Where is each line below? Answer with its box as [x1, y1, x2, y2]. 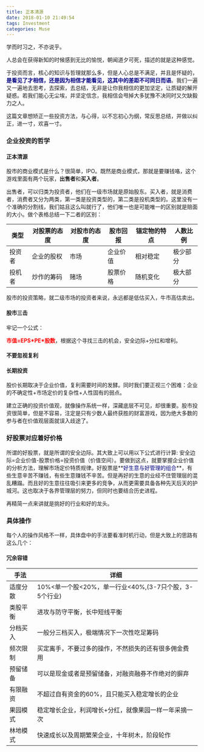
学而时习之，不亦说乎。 [6, 43, 65, 50]
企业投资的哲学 [6, 137, 50, 145]
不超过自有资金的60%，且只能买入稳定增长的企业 [36, 690, 179, 699]
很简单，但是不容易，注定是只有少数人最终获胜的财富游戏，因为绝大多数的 [11, 410, 198, 417]
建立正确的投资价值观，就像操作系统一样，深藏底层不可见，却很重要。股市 [6, 402, 192, 409]
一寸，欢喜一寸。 [22, 120, 65, 128]
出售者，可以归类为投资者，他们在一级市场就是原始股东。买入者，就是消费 [6, 188, 192, 195]
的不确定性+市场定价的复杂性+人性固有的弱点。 [6, 389, 126, 396]
